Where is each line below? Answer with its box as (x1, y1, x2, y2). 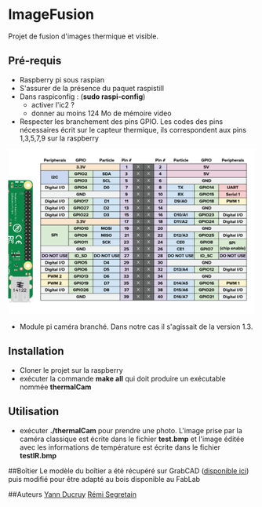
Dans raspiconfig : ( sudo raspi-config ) (19, 92, 146, 101)
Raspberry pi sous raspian (19, 75, 104, 84)
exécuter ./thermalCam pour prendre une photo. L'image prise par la (19, 425, 243, 435)
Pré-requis (8, 54, 62, 67)
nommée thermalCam (19, 382, 92, 392)
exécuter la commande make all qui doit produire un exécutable (19, 374, 226, 383)
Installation (8, 345, 64, 358)
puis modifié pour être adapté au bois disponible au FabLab (8, 474, 201, 483)
